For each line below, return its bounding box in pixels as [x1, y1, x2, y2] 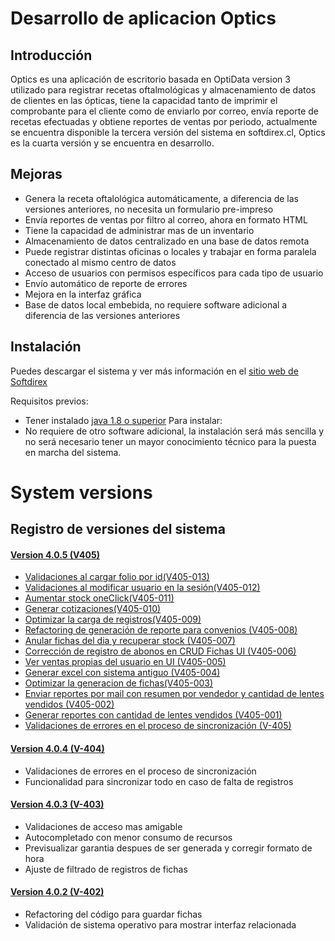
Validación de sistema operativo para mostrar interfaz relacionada [24, 919, 297, 931]
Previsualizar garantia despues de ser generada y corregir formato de [24, 842, 313, 854]
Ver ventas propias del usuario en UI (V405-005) [24, 656, 227, 668]
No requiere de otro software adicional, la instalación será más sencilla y [24, 425, 324, 437]
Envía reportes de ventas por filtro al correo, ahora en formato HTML [24, 213, 308, 226]
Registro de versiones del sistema [10, 521, 226, 538]
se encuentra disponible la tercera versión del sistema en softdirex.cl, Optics [10, 127, 326, 138]
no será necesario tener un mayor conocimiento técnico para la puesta [24, 435, 317, 447]
